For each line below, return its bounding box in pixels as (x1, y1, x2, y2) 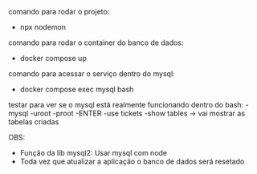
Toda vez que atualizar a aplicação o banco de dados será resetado (19, 156, 245, 166)
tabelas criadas (8, 117, 59, 127)
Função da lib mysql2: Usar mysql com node (19, 148, 168, 157)
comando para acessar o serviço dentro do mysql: (8, 69, 175, 79)
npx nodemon (19, 22, 67, 31)
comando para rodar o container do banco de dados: (8, 38, 184, 47)
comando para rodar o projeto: (8, 7, 110, 16)
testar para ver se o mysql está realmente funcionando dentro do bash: (8, 100, 244, 109)
